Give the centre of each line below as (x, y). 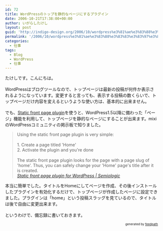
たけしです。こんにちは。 (30, 78)
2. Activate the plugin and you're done (55, 150)
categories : (17, 41)
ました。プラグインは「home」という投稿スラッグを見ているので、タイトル (81, 198)
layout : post (18, 28)
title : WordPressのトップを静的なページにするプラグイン (57, 14)
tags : (10, 50)
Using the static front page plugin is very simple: (65, 134)
